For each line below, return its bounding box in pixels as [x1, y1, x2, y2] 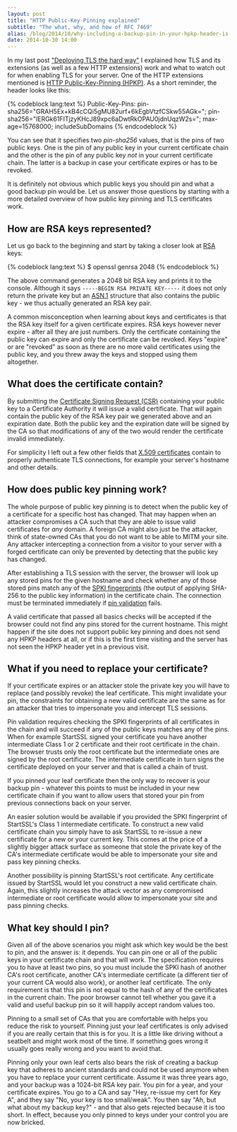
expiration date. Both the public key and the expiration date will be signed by [7, 419, 230, 428]
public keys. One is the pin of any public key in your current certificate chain [7, 143, 229, 152]
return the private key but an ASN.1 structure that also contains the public [7, 291, 220, 300]
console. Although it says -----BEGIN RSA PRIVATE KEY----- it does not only [7, 283, 227, 292]
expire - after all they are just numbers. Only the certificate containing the [7, 327, 221, 336]
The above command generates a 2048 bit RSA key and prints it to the [7, 276, 212, 285]
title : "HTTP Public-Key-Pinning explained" [7, 17, 140, 24]
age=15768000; [7, 122, 54, 131]
